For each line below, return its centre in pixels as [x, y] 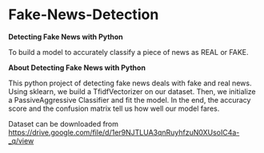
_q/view [21, 140]
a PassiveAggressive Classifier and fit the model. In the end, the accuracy [130, 100]
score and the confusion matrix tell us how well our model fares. [114, 108]
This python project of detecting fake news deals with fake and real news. [130, 83]
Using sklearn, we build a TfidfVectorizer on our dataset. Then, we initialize [132, 91]
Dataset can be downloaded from [63, 124]
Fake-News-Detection [84, 15]
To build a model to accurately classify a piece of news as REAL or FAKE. [128, 52]
